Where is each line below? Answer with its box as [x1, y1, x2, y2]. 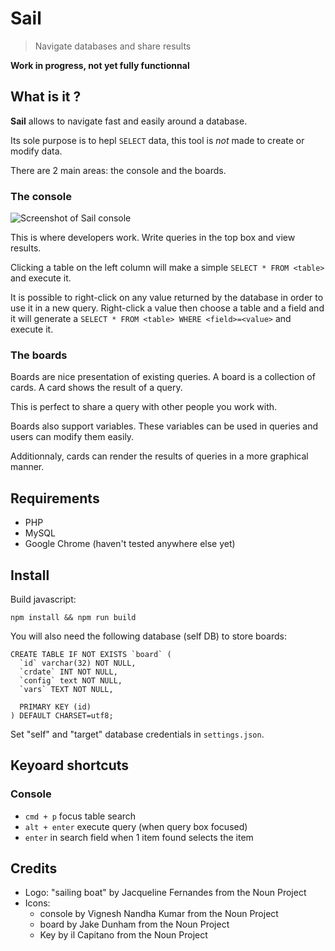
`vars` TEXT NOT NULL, [19, 684, 114, 694]
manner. [10, 461, 45, 473]
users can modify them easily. [10, 431, 135, 443]
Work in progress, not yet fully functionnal [10, 59, 190, 71]
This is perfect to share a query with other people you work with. [10, 401, 278, 413]
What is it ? [10, 88, 82, 106]
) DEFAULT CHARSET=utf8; [10, 710, 114, 721]
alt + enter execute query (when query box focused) [24, 820, 248, 832]
